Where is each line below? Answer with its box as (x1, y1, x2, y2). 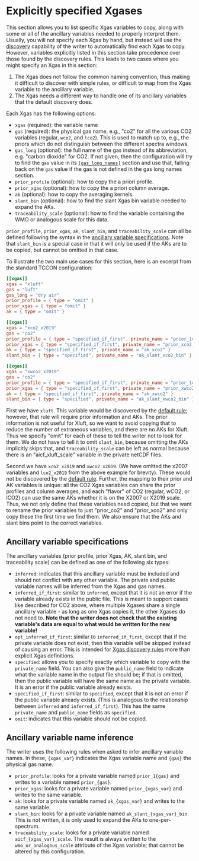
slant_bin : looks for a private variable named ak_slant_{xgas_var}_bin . (14, 810, 190, 817)
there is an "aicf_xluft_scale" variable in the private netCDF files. (6, 451, 163, 458)
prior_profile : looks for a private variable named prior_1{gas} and (14, 772, 179, 779)
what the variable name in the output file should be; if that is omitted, (14, 671, 183, 678)
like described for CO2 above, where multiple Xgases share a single (14, 602, 181, 609)
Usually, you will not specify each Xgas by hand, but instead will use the (6, 36, 182, 43)
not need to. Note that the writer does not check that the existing (14, 614, 177, 621)
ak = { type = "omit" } (6, 309, 65, 315)
